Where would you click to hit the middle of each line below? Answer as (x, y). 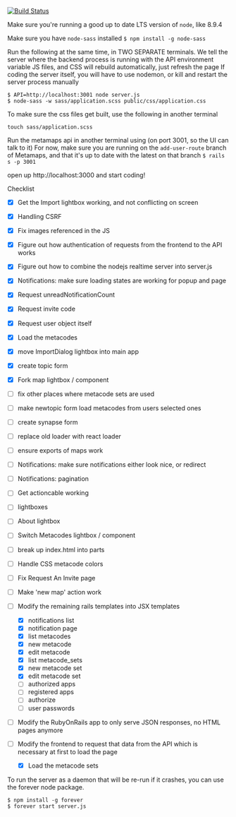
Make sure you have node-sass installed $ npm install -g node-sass (107, 38)
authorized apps (52, 684)
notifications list (51, 620)
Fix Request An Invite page (56, 578)
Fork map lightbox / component (63, 380)
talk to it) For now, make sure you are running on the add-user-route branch (117, 148)
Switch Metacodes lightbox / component (76, 535)
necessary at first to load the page (67, 751)
